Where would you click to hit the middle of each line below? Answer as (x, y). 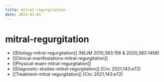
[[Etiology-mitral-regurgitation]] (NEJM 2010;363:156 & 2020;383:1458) (86, 53)
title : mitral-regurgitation (35, 10)
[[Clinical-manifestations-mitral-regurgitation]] (60, 58)
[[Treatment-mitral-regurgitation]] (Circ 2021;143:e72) (68, 74)
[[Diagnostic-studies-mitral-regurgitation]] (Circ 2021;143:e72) (77, 69)
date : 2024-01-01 (23, 14)
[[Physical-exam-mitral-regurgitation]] (52, 63)
